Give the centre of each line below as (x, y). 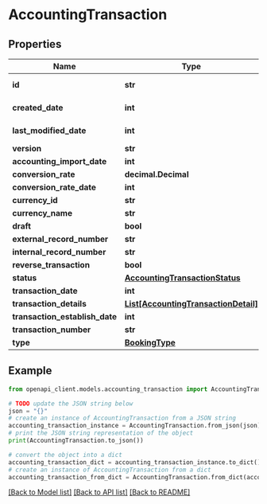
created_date (38, 107)
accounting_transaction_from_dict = (69, 477)
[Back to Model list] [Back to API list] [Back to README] (99, 492)
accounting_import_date (60, 161)
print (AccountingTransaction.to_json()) (76, 441)
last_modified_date (49, 131)
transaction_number (52, 330)
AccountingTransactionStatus (182, 278)
